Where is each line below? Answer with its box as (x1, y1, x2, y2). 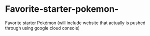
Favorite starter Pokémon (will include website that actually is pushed (5, 20, 146, 26)
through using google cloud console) (5, 25, 80, 31)
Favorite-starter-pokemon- (5, 3, 119, 15)
